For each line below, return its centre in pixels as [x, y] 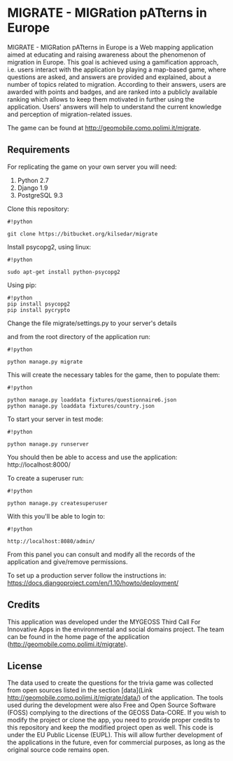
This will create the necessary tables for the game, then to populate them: [114, 375]
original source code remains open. [58, 750]
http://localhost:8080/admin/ [51, 541]
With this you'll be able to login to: [56, 516]
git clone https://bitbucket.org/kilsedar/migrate [83, 234]
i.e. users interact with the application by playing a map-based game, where [117, 69]
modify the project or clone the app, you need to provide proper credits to [114, 720]
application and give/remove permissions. [68, 561]
